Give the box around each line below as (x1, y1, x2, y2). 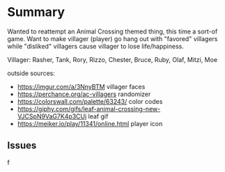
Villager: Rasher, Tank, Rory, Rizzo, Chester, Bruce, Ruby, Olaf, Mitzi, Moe (7, 55, 218, 63)
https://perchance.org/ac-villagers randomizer (17, 90, 151, 98)
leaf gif (88, 112, 109, 120)
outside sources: (7, 69, 56, 77)
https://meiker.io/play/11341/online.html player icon (17, 119, 163, 127)
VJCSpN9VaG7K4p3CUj (17, 112, 87, 120)
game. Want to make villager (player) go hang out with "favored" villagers (7, 34, 218, 42)
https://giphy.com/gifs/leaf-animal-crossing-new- (17, 104, 161, 113)
